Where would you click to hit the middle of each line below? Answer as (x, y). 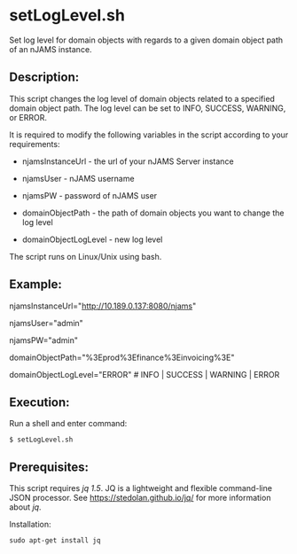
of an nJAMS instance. (51, 49)
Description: (44, 78)
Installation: (30, 525)
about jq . (25, 507)
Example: (35, 285)
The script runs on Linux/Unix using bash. (86, 256)
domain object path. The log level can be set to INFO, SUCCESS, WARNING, (148, 108)
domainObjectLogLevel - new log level (92, 239)
